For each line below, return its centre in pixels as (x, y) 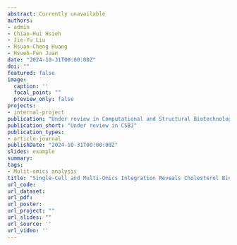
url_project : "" (31, 211)
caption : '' (31, 86)
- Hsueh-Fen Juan (33, 54)
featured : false (31, 73)
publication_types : (36, 132)
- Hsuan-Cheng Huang (38, 47)
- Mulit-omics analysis (42, 171)
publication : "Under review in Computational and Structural (99, 119)
